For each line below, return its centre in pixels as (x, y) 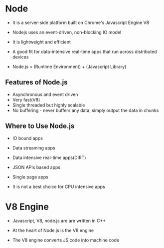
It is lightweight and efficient (41, 42)
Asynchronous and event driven (45, 94)
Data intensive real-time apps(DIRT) (49, 157)
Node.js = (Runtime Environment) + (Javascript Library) (69, 66)
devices (20, 57)
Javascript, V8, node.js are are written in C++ (59, 220)
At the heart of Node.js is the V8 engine (53, 230)
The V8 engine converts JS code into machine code (66, 240)
